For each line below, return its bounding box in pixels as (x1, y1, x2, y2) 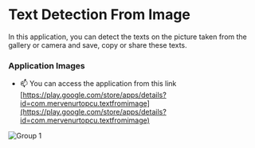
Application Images (8, 60, 85, 71)
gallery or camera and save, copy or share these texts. (8, 40, 187, 49)
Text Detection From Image (8, 6, 191, 24)
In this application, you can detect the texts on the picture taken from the (8, 32, 247, 41)
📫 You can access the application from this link (19, 79, 177, 88)
